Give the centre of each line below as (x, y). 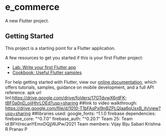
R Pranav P (16, 129)
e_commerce (32, 7)
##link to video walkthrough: (108, 103)
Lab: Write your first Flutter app (44, 67)
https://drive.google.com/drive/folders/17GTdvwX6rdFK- (69, 98)
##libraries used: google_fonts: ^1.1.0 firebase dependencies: (94, 113)
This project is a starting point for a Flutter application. (60, 48)
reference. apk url (23, 92)
